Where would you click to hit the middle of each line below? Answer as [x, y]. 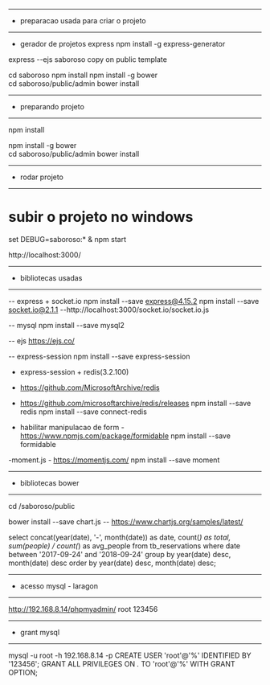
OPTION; [23, 672]
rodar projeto [42, 177]
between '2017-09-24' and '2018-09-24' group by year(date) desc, [120, 554]
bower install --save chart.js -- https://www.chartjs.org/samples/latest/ [126, 521]
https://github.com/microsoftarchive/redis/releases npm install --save [135, 403]
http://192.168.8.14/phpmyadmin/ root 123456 [83, 609]
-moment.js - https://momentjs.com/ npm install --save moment [114, 460]
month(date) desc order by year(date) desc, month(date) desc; [112, 563]
